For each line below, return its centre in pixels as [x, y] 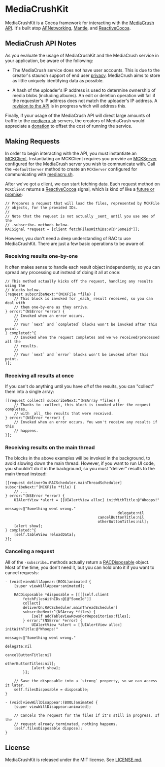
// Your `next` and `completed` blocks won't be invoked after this [86, 324]
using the [15, 285]
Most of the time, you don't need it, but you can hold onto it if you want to [80, 567]
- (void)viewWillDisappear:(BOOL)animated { [51, 702]
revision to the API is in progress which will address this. [69, 106]
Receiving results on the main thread [50, 448]
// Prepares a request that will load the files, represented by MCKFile [82, 203]
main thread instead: [26, 474]
